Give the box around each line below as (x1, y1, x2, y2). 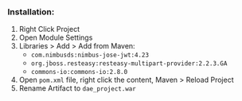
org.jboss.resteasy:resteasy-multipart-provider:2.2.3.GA (30, 60, 228, 68)
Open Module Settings (18, 33, 93, 42)
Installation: (7, 6, 55, 17)
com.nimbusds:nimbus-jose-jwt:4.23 (30, 51, 149, 60)
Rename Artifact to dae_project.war (18, 84, 136, 93)
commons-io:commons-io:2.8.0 (30, 68, 128, 76)
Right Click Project (18, 25, 80, 34)
